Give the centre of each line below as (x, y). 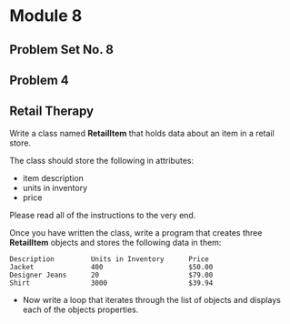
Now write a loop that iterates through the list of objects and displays (152, 299)
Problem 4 (40, 80)
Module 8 (46, 16)
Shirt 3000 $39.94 (111, 283)
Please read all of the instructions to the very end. (103, 215)
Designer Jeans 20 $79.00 (111, 275)
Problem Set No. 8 (61, 50)
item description (53, 177)
